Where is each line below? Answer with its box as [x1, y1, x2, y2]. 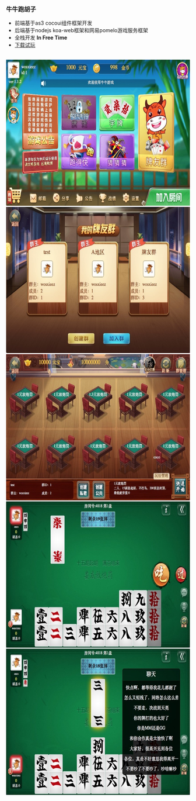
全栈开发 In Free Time [14, 34, 68, 42]
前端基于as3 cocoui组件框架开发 [14, 19, 93, 27]
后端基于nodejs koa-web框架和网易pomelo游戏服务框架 [14, 27, 149, 34]
